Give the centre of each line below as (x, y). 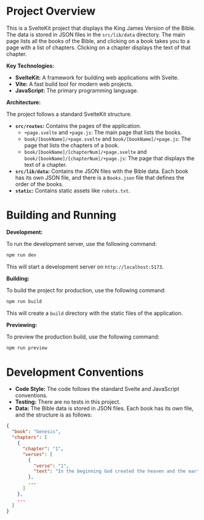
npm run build (24, 301)
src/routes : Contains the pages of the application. (78, 125)
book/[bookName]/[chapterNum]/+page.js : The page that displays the (109, 158)
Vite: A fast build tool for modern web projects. (74, 84)
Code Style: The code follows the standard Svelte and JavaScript (97, 389)
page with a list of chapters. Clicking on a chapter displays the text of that (99, 47)
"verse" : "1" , (51, 466)
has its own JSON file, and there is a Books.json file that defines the (100, 177)
